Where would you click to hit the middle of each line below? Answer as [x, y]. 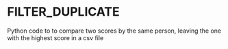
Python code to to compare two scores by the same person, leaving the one [114, 31]
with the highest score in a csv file [55, 37]
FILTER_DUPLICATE [63, 12]
